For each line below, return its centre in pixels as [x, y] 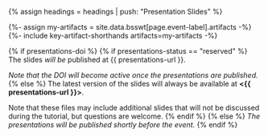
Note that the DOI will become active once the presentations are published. [134, 75]
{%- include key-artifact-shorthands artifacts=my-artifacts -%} [113, 36]
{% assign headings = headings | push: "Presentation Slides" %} [115, 12]
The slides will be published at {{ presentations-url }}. [97, 60]
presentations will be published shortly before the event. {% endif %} [123, 125]
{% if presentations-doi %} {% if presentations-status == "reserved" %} [128, 51]
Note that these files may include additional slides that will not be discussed [134, 108]
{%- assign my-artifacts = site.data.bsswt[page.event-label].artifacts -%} [130, 27]
